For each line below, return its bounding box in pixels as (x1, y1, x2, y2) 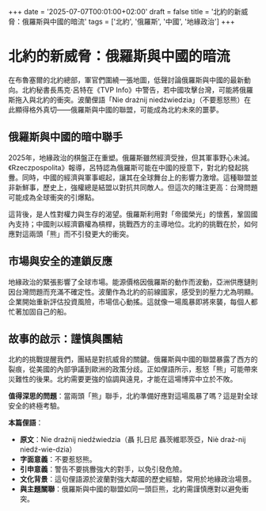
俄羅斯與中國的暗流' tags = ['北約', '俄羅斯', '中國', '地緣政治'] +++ (21, 17, 235, 26)
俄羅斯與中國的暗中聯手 (8, 130, 123, 144)
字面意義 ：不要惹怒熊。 (19, 455, 97, 464)
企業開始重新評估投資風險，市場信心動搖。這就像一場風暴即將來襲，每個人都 (8, 296, 258, 307)
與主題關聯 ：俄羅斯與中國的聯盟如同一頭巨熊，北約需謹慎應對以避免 (19, 484, 242, 494)
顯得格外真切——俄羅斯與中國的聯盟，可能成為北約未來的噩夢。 (14, 105, 223, 114)
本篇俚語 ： (8, 418, 44, 428)
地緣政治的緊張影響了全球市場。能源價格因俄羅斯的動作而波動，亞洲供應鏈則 (8, 276, 258, 287)
